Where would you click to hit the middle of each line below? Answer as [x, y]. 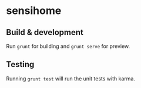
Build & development [45, 32]
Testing [20, 64]
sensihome [34, 11]
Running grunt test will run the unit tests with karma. [70, 78]
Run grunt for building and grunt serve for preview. [68, 46]
